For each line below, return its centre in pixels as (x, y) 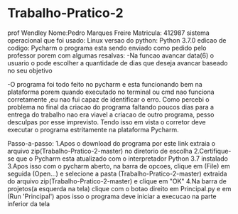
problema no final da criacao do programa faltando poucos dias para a (111, 107)
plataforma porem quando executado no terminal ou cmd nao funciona (111, 92)
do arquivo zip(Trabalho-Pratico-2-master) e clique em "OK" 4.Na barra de (117, 181)
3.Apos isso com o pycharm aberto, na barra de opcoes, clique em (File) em (119, 166)
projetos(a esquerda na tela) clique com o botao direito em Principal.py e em (119, 188)
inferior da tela (29, 203)
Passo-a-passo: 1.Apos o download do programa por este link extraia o (111, 143)
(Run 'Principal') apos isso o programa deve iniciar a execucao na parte (112, 196)
